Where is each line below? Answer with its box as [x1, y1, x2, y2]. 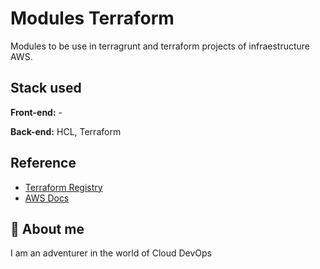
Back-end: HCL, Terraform [10, 125, 122, 137]
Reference [10, 155, 77, 172]
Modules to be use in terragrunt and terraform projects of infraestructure [10, 40, 311, 52]
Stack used [10, 80, 82, 97]
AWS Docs [24, 192, 70, 204]
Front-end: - [10, 106, 63, 118]
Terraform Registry [24, 181, 103, 193]
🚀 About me [10, 220, 85, 237]
